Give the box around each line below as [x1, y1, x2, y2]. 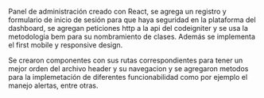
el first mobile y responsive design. [8, 40, 123, 50]
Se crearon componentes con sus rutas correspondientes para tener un [8, 55, 243, 65]
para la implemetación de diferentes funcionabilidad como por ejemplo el [8, 73, 248, 81]
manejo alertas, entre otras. [8, 81, 99, 90]
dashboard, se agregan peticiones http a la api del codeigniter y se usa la [8, 24, 249, 32]
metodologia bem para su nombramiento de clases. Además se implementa [8, 32, 256, 41]
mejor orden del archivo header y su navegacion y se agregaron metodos [8, 64, 249, 73]
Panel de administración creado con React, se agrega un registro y [8, 7, 227, 16]
